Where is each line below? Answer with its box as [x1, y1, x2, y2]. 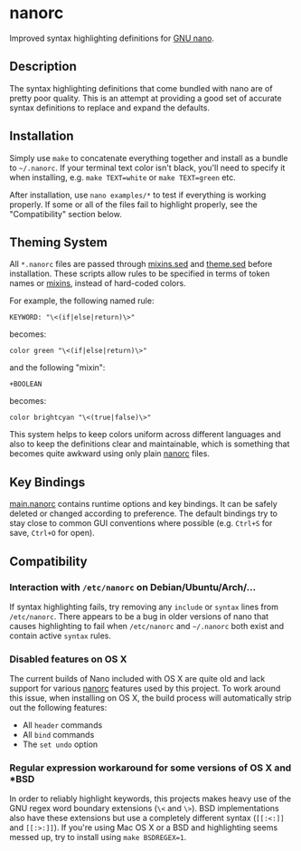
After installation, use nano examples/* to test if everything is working [9, 189, 267, 200]
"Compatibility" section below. [9, 208, 122, 219]
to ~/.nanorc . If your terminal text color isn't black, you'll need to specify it [9, 162, 286, 173]
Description [9, 59, 77, 74]
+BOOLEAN [9, 379, 42, 389]
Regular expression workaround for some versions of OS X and [9, 761, 292, 774]
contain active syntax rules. [9, 630, 111, 641]
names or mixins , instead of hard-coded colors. [9, 278, 187, 289]
